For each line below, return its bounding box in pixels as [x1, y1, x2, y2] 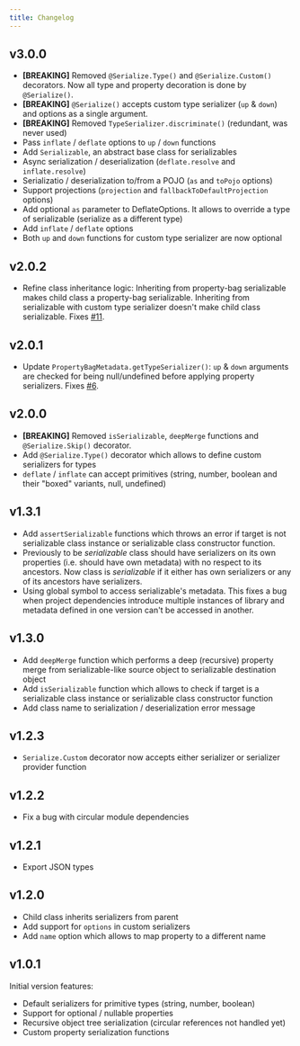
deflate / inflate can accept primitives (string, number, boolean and [22, 469, 278, 479]
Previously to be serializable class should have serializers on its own [22, 547, 277, 558]
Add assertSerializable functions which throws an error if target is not [22, 528, 287, 539]
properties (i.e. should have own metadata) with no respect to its [22, 557, 262, 568]
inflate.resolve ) [22, 165, 87, 176]
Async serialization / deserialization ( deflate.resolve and [22, 156, 236, 167]
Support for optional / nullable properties [22, 1007, 173, 1018]
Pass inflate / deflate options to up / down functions [22, 137, 216, 148]
